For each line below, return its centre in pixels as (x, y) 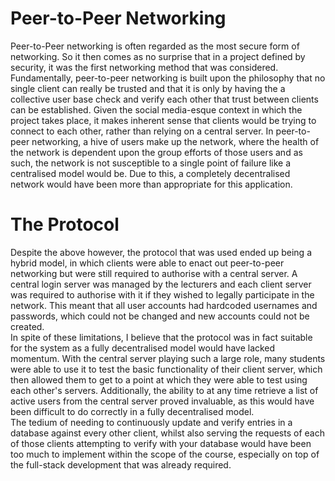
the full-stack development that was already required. (121, 464)
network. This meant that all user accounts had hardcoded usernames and (164, 305)
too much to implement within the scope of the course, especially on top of (165, 454)
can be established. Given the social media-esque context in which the (156, 109)
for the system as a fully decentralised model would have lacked (143, 348)
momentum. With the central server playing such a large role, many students (168, 358)
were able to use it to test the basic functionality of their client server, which (166, 369)
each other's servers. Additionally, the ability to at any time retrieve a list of (164, 390)
